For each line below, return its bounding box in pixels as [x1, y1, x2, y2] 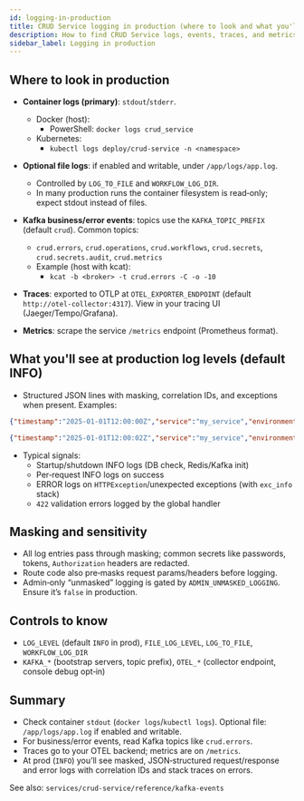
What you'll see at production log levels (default [9, 351, 286, 367]
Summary [9, 692, 66, 708]
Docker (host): [35, 114, 90, 125]
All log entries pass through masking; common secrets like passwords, [22, 548, 287, 559]
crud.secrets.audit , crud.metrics [35, 251, 163, 263]
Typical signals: [22, 450, 81, 461]
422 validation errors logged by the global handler [35, 498, 221, 509]
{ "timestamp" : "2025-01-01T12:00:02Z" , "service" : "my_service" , [9, 433, 249, 443]
